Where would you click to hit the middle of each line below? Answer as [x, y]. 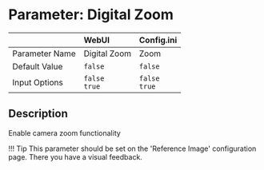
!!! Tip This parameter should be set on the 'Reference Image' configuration [132, 148]
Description [38, 114]
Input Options [38, 82]
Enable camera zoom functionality [65, 132]
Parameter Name [44, 53]
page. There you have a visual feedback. [75, 156]
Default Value [38, 66]
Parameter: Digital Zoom [91, 15]
